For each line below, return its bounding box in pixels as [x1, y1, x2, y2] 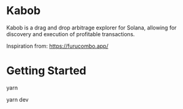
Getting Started [6, 64, 87, 78]
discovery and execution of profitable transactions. [6, 30, 135, 37]
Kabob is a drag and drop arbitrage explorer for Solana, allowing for [6, 24, 177, 31]
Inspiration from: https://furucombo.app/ [6, 42, 109, 50]
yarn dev [6, 96, 29, 103]
